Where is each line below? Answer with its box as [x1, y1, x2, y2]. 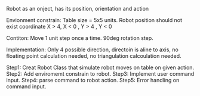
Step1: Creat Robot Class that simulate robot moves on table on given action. [6, 64, 195, 71]
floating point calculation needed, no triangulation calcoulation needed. [6, 52, 181, 59]
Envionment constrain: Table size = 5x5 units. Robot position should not [6, 17, 182, 23]
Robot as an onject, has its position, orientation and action [6, 5, 149, 12]
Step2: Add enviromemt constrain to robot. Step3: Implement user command [6, 70, 195, 77]
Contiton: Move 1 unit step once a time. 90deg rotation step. [6, 35, 153, 41]
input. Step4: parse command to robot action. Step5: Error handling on [6, 77, 180, 83]
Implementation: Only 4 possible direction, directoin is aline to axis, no [6, 46, 179, 53]
